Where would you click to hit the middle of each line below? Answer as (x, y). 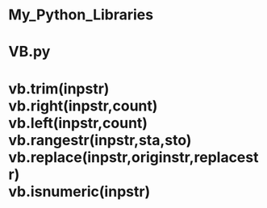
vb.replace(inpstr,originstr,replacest (133, 157)
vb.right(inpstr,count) (83, 106)
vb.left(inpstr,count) (78, 123)
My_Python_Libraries (81, 15)
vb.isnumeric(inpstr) (79, 191)
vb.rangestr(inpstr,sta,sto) (100, 140)
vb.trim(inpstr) (59, 88)
